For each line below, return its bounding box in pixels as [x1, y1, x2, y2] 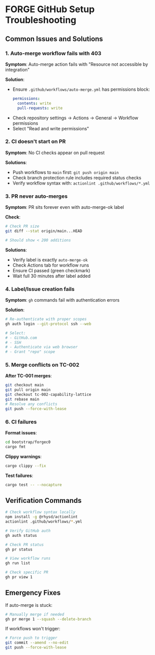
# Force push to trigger [5, 635, 58, 641]
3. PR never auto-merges [5, 193, 68, 200]
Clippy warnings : [5, 453, 42, 459]
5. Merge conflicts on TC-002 [5, 361, 80, 369]
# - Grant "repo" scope [5, 349, 56, 354]
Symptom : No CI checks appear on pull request [5, 150, 105, 156]
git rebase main [5, 397, 39, 402]
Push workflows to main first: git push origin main [12, 169, 119, 175]
